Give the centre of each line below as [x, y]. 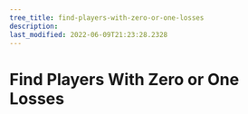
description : [34, 26]
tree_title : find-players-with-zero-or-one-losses [107, 18]
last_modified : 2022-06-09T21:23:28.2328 [89, 34]
